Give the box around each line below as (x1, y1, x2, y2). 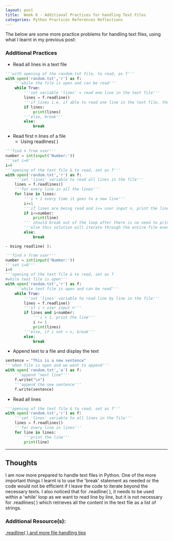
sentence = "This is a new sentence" (5, 358, 86, 363)
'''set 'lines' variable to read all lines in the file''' (14, 177, 144, 183)
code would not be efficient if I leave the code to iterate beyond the (5, 483, 148, 489)
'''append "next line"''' (14, 372, 71, 378)
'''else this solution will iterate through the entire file (24, 225, 158, 230)
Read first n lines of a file (12, 133, 66, 139)
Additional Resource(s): (5, 518, 66, 525)
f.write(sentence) (14, 387, 54, 392)
